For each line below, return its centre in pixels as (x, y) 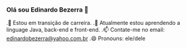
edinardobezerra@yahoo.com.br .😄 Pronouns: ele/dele (76, 38)
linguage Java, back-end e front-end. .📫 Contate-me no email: (86, 30)
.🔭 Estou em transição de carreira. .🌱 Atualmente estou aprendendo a (93, 23)
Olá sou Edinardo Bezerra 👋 (47, 10)
